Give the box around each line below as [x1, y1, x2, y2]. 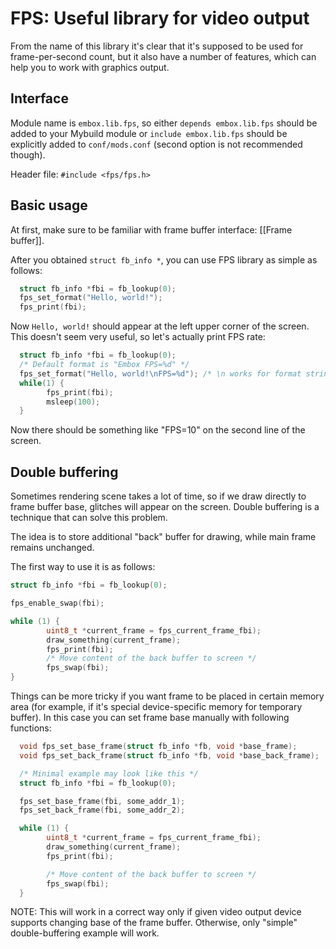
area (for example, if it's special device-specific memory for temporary [10, 701, 303, 712]
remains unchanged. [10, 542, 95, 554]
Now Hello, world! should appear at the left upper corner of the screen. [10, 320, 310, 332]
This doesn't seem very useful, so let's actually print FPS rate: [10, 331, 266, 343]
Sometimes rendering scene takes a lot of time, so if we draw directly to [10, 490, 307, 502]
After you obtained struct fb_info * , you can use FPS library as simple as [10, 253, 318, 266]
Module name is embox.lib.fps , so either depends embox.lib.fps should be [10, 117, 318, 129]
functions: [10, 722, 52, 734]
